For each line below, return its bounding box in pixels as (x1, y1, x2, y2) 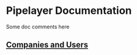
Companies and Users (6, 40, 89, 50)
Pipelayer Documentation (6, 4, 132, 17)
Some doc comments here (6, 23, 70, 30)
